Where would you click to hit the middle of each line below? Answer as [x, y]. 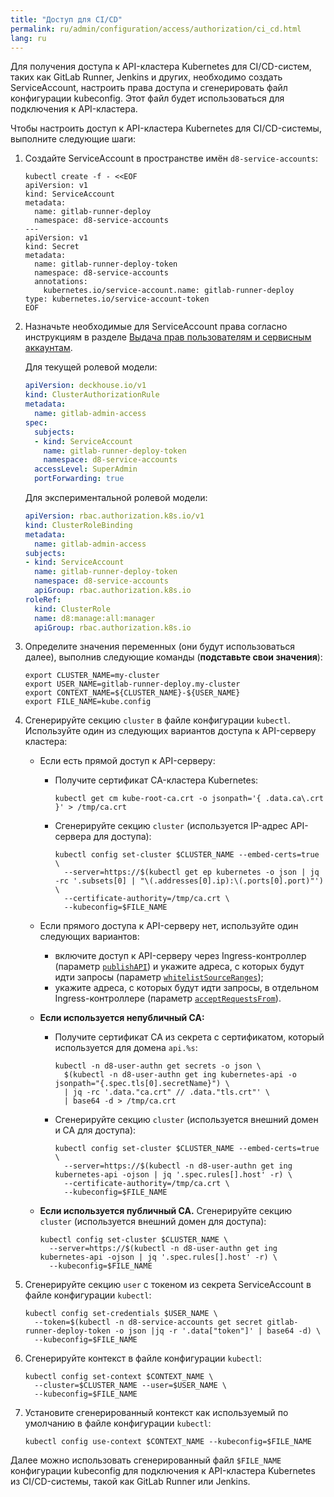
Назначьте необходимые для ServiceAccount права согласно [156, 327]
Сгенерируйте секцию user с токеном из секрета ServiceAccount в [168, 1285]
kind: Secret [52, 247]
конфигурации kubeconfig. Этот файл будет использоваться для [147, 98]
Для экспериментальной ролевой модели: [116, 497]
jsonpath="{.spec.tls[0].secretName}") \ [142, 1084]
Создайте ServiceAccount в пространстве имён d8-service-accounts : [171, 158]
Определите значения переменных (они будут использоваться [160, 647]
